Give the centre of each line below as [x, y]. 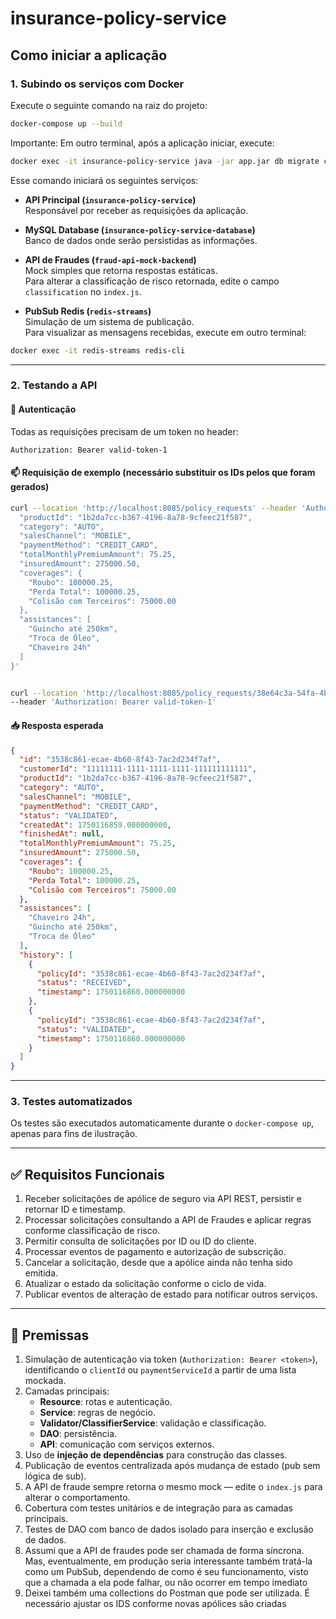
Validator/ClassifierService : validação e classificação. [153, 1423]
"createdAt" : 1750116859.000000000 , [95, 825]
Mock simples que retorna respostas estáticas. [121, 270]
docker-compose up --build [66, 123]
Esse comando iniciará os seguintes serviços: [104, 180]
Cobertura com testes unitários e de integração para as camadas [158, 1508]
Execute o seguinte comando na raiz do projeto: [109, 105]
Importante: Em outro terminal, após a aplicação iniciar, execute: [142, 143]
